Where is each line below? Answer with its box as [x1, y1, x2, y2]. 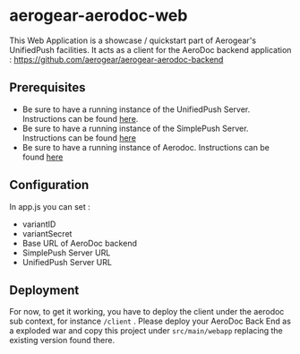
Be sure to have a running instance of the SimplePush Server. [21, 123, 249, 134]
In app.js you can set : [9, 201, 91, 212]
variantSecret [21, 228, 73, 238]
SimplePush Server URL [21, 247, 111, 258]
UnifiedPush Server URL [21, 256, 112, 267]
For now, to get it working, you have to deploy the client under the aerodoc [9, 307, 285, 317]
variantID [21, 219, 56, 229]
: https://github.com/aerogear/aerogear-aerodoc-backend [9, 54, 224, 65]
